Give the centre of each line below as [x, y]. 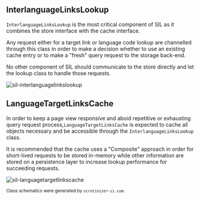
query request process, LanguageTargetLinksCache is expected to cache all [97, 124]
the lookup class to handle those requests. [59, 73]
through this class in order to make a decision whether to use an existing [96, 49]
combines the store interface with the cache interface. [73, 31]
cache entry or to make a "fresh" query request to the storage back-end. [96, 55]
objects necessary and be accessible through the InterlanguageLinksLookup [100, 131]
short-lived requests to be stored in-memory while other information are [95, 155]
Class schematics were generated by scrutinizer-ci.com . [66, 191]
